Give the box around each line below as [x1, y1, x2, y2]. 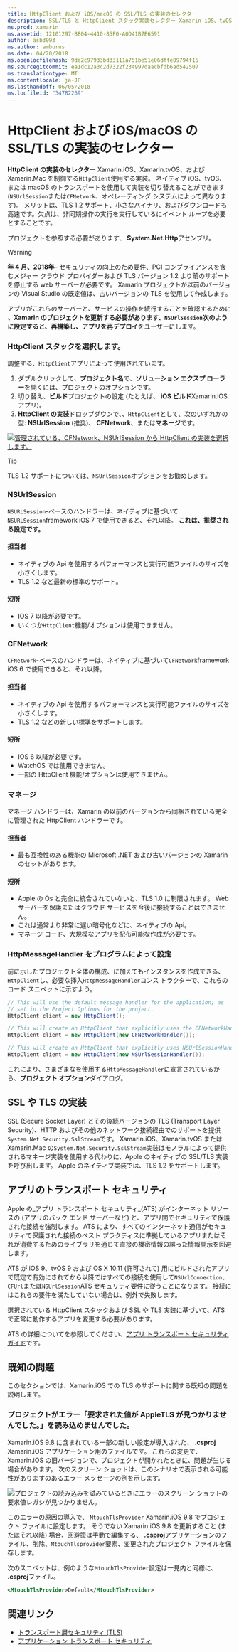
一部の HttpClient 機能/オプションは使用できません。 [17, 769, 172, 779]
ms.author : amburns [7, 43, 65, 50]
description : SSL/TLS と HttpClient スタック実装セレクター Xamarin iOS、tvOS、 [7, 17, 238, 24]
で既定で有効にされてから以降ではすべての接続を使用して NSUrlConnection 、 [7, 1272, 229, 1281]
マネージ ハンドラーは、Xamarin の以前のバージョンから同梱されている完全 [7, 807, 228, 816]
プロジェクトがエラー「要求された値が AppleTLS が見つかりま [7, 1409, 220, 1419]
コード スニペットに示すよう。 [7, 984, 97, 993]
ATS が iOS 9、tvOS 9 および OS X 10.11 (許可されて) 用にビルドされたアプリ [7, 1264, 230, 1272]
